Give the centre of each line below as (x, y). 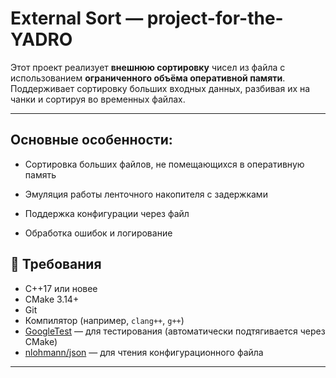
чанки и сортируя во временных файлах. (98, 99)
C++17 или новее (61, 288)
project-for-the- (215, 18)
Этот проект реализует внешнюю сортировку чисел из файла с (148, 67)
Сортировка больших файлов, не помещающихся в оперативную (164, 164)
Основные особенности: (91, 140)
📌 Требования (56, 264)
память (40, 174)
